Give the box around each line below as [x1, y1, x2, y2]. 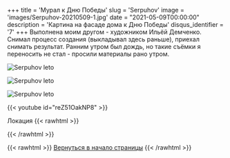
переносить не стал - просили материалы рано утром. [7, 50, 170, 58]
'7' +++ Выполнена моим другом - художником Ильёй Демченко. [7, 28, 202, 36]
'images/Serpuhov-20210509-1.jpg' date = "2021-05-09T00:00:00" [7, 13, 200, 21]
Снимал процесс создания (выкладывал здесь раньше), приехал [7, 35, 200, 43]
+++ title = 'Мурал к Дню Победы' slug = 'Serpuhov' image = [7, 6, 184, 14]
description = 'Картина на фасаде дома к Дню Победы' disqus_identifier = [7, 21, 224, 28]
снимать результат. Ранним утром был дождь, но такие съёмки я [7, 43, 201, 50]
